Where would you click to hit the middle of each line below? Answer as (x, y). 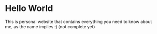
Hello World (29, 8)
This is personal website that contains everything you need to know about (78, 22)
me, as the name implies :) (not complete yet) (50, 26)
